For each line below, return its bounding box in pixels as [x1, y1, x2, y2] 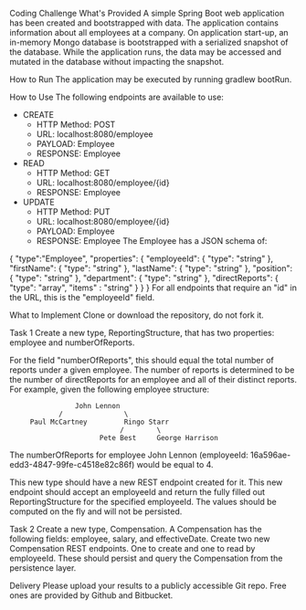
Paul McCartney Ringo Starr [29, 417, 170, 426]
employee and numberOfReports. [9, 337, 135, 348]
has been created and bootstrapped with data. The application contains [9, 17, 279, 28]
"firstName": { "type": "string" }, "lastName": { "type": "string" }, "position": [9, 263, 293, 273]
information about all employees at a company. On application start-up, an [9, 27, 290, 37]
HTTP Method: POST [36, 119, 116, 130]
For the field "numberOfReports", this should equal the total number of [9, 355, 274, 365]
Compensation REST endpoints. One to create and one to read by [9, 543, 256, 553]
